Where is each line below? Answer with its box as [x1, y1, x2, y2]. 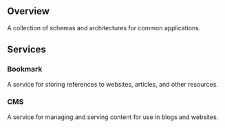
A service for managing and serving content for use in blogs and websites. [7, 113, 219, 121]
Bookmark [7, 65, 43, 74]
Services [7, 44, 47, 56]
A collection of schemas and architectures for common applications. [7, 23, 201, 32]
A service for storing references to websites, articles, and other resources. [7, 80, 219, 88]
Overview [7, 6, 50, 17]
